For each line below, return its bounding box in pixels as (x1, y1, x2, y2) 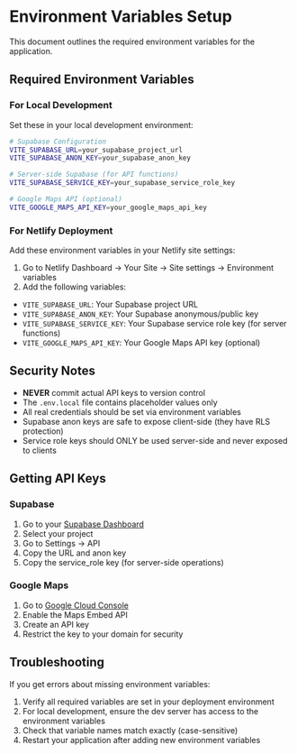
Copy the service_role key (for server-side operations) (22, 556, 225, 567)
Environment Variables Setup (9, 6, 232, 27)
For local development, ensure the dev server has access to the (22, 705, 259, 716)
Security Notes (9, 363, 96, 379)
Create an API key (22, 619, 90, 630)
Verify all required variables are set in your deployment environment (22, 696, 274, 707)
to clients (22, 445, 57, 455)
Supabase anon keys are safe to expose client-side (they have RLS (22, 416, 271, 427)
